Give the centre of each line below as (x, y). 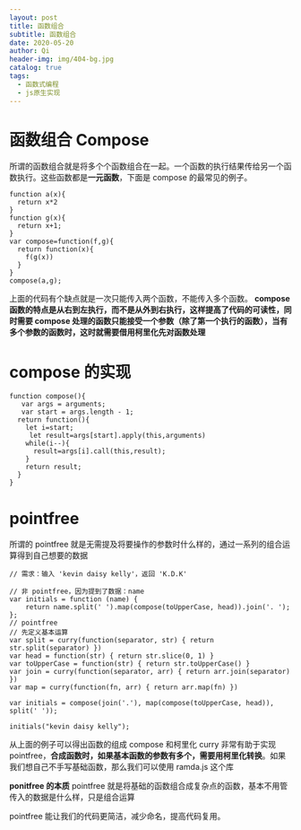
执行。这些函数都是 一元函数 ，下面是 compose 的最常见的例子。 (134, 178)
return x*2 (38, 203)
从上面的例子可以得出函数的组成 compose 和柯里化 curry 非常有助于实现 (143, 745)
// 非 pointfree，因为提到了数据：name (77, 592)
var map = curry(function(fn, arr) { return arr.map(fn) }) (124, 687)
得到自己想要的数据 (52, 555)
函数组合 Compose (79, 140)
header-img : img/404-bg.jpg (62, 59)
